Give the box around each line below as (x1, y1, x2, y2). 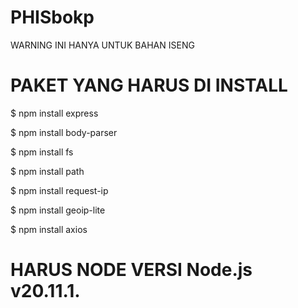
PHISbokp (10, 6, 95, 29)
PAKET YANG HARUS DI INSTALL (10, 74, 288, 97)
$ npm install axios (10, 223, 88, 235)
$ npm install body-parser (10, 126, 118, 138)
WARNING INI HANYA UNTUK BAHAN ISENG (10, 39, 195, 51)
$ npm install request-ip (10, 184, 109, 196)
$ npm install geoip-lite (10, 204, 106, 216)
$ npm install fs (10, 146, 74, 158)
